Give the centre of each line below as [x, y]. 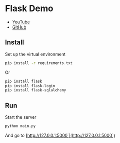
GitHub [19, 27]
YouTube [21, 22]
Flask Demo [29, 9]
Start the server [21, 117]
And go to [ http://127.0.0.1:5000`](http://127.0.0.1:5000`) [60, 135]
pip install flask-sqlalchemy [36, 90]
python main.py [20, 126]
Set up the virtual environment [35, 54]
